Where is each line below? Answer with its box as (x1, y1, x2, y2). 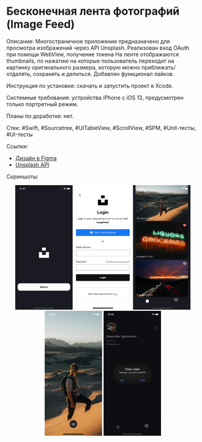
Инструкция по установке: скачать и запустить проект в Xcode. (6, 82, 173, 90)
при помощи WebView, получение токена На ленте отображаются (6, 50, 179, 58)
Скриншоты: (6, 173, 39, 180)
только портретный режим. (6, 100, 78, 108)
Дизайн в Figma (15, 154, 57, 162)
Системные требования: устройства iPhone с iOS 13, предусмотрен (6, 94, 184, 101)
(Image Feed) (6, 17, 75, 31)
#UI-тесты (6, 131, 33, 138)
